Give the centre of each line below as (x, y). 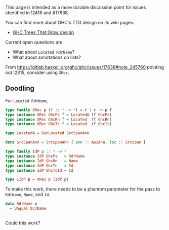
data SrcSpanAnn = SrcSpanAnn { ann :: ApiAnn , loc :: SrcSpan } (76, 142)
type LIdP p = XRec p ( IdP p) (37, 179)
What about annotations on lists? (47, 57)
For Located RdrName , (27, 100)
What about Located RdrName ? (44, 52)
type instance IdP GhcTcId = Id (39, 170)
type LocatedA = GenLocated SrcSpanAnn (47, 133)
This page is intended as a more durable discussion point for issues (76, 7)
